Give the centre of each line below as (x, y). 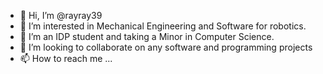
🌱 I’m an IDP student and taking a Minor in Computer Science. (147, 36)
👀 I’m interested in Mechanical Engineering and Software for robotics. (163, 26)
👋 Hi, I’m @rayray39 (61, 15)
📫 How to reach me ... (66, 58)
